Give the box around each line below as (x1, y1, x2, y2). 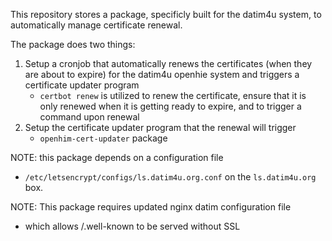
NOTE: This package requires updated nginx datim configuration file (10, 201, 292, 213)
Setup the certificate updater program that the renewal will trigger (24, 122, 297, 133)
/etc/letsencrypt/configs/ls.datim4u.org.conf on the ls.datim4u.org (24, 171, 317, 183)
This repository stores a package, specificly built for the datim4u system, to (10, 9, 322, 20)
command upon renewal (39, 111, 140, 123)
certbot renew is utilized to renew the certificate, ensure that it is (39, 90, 307, 101)
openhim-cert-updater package (39, 132, 168, 144)
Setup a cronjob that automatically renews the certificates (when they (24, 58, 313, 69)
